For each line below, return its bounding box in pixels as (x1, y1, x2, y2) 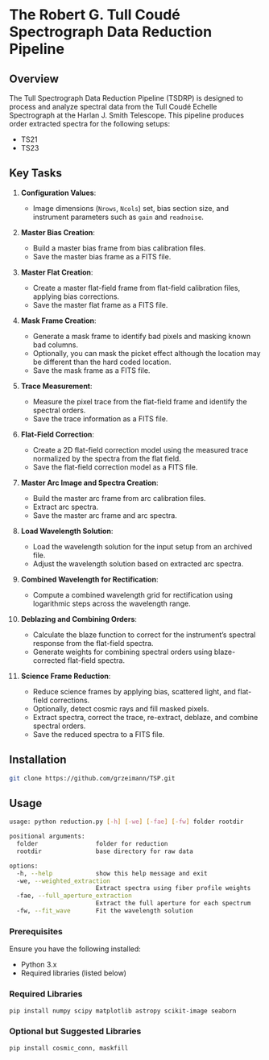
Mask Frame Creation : (20, 316, 97, 325)
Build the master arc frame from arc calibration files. (32, 493, 206, 503)
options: (9, 862, 39, 870)
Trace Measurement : (20, 381, 93, 391)
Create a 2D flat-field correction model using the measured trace (32, 445, 249, 454)
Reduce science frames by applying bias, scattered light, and (32, 686, 236, 696)
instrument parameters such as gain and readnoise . (32, 212, 205, 222)
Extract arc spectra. (32, 502, 99, 511)
